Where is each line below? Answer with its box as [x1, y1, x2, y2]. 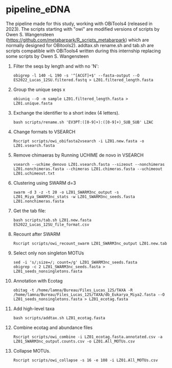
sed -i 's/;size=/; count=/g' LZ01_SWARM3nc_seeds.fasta [13, 259, 138, 265]
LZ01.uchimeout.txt [13, 170, 55, 176]
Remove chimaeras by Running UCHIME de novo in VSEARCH [13, 152, 144, 158]
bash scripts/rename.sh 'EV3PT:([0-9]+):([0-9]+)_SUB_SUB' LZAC [13, 119, 154, 125]
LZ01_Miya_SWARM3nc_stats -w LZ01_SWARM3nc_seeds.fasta [13, 194, 135, 199]
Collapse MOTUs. [13, 348, 51, 354]
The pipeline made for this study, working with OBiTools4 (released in [6, 20, 153, 27]
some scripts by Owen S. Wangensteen [6, 53, 89, 59]
